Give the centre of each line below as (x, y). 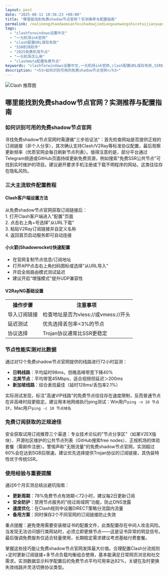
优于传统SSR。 (24, 459)
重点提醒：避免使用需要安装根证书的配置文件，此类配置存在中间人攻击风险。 (84, 525)
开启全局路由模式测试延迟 (39, 272)
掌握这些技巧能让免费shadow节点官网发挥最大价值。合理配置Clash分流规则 (82, 548)
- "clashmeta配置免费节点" (35, 61)
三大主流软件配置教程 (31, 185)
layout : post (19, 10)
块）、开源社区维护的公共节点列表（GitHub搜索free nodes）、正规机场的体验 (82, 440)
